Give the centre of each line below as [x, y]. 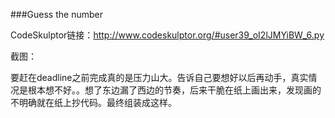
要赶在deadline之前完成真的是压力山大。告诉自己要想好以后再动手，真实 [159, 77]
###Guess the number [56, 14]
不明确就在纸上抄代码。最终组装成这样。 [93, 102]
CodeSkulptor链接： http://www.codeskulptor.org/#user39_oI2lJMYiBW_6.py [167, 35]
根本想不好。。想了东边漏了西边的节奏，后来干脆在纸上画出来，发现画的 [174, 90]
